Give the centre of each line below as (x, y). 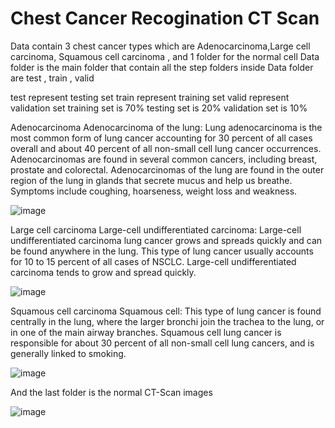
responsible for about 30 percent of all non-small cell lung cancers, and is (162, 343)
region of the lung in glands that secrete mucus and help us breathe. (151, 180)
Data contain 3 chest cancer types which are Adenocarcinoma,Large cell (160, 46)
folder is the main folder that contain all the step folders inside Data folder (162, 67)
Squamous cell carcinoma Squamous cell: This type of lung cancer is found (166, 311)
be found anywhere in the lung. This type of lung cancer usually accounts (162, 251)
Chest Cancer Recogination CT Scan (165, 18)
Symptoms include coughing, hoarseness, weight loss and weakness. (154, 191)
